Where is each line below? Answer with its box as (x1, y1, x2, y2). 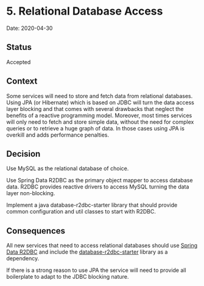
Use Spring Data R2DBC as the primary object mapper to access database (6, 177, 193, 184)
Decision (6, 148, 41, 159)
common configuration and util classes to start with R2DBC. (6, 208, 157, 215)
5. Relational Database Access (6, 4, 163, 18)
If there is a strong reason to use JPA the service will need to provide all (6, 266, 187, 274)
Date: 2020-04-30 (6, 24, 53, 32)
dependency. (6, 255, 40, 262)
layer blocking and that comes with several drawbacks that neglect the (6, 105, 184, 112)
